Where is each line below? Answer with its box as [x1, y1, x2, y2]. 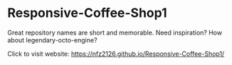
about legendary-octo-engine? [7, 35, 97, 44]
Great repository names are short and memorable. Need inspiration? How [7, 28, 223, 37]
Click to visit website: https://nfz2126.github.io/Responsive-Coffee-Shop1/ [7, 49, 225, 58]
